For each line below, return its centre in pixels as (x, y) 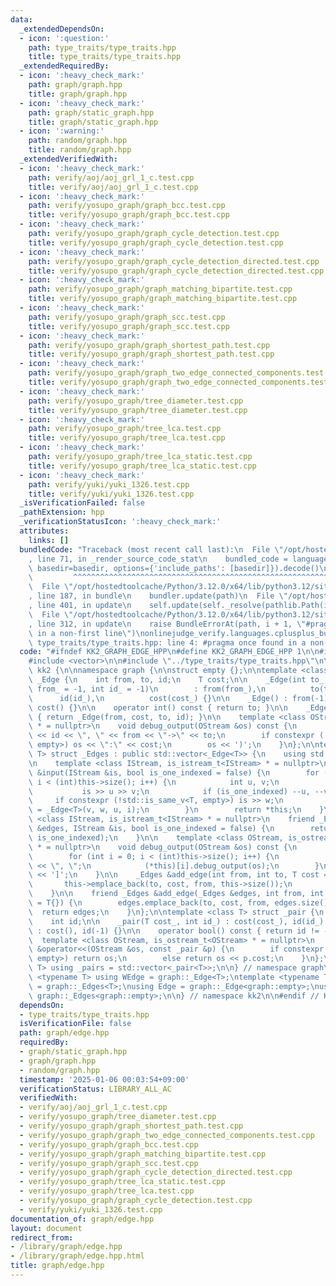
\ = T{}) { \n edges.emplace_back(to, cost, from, (149, 903)
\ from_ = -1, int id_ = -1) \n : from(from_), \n (147, 689)
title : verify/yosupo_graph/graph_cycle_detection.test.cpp (156, 242)
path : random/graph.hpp (78, 141)
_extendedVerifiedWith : (68, 159)
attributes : (44, 531)
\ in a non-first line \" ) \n (86, 633)
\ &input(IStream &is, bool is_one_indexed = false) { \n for (174, 772)
